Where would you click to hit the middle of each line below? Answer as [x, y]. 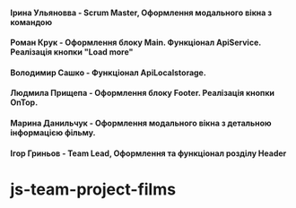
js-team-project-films [93, 189]
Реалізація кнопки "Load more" [72, 52]
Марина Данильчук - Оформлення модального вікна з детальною [141, 123]
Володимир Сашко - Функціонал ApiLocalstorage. [109, 73]
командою [31, 22]
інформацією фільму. [53, 132]
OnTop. [24, 102]
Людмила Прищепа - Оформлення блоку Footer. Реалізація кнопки [143, 93]
